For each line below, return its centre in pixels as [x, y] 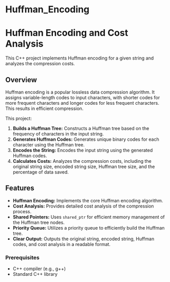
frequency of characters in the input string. [58, 134]
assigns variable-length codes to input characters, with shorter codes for [83, 97]
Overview [21, 80]
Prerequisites [22, 257]
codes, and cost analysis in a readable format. [62, 244]
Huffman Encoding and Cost [67, 33]
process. [22, 211]
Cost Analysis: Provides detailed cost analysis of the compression [83, 206]
